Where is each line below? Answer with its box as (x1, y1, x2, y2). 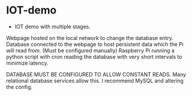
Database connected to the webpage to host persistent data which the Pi (6, 41, 184, 48)
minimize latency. (6, 59, 48, 67)
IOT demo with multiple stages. (14, 23, 91, 30)
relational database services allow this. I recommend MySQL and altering (6, 77, 184, 84)
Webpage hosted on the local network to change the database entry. (6, 34, 174, 41)
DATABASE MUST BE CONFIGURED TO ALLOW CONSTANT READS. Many (6, 71, 186, 78)
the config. (6, 83, 32, 90)
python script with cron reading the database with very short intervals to (6, 53, 183, 60)
